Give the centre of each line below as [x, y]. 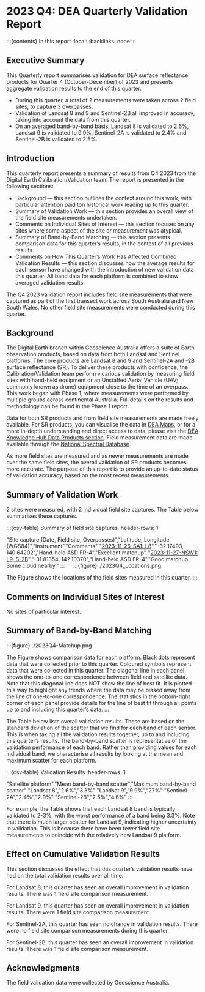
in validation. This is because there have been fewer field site [83, 828]
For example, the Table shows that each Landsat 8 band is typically [91, 808]
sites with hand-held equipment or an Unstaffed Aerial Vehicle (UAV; [92, 380]
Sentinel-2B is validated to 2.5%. [56, 139]
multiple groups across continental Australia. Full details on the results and [100, 400]
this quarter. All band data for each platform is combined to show [97, 276]
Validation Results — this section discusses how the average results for [105, 263]
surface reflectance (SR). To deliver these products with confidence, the [97, 367]
